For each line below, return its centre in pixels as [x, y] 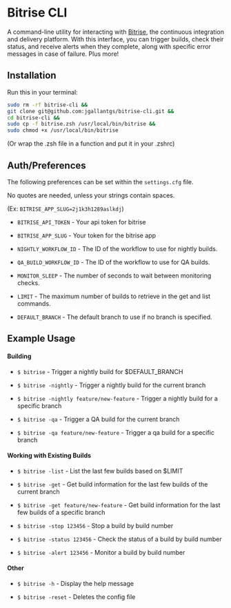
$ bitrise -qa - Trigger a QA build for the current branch [98, 419]
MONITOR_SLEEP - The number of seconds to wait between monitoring [114, 275]
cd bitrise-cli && [33, 118]
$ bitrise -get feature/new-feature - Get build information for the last [119, 504]
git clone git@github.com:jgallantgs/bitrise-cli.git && [91, 111]
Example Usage [41, 339]
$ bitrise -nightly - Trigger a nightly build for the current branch [111, 385]
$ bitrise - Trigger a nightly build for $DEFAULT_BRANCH [100, 371]
